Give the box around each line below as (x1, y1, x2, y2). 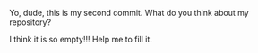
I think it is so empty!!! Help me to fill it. (9, 34, 152, 44)
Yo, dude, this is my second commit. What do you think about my (9, 8, 249, 18)
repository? (9, 17, 52, 27)
